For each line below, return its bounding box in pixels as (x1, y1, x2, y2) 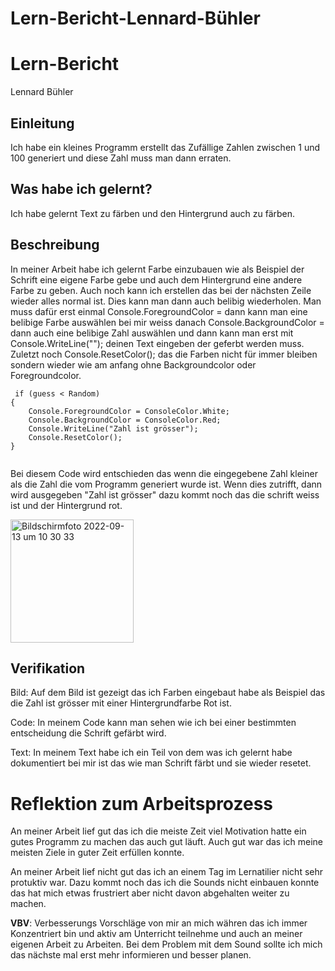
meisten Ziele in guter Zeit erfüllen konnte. (10, 847, 185, 859)
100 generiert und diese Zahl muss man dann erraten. (10, 152, 232, 164)
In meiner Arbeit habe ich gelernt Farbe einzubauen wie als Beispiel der (10, 263, 305, 275)
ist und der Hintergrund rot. (10, 499, 123, 511)
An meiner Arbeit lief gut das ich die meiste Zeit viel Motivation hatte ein (10, 825, 307, 837)
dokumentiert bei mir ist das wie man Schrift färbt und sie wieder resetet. (10, 757, 312, 769)
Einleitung (10, 115, 75, 132)
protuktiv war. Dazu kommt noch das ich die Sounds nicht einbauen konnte (10, 877, 320, 889)
